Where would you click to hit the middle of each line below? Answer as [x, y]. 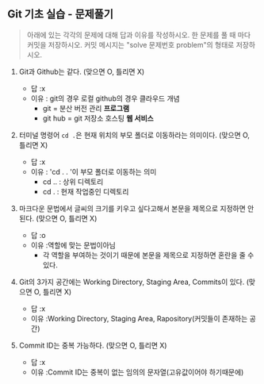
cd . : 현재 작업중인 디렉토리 [86, 191]
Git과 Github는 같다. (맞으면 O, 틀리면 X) [82, 71]
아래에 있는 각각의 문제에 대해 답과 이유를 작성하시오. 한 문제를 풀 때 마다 [139, 35]
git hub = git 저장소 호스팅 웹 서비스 [98, 118]
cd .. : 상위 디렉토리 [73, 182]
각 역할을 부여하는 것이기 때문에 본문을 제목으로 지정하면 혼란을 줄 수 [148, 255]
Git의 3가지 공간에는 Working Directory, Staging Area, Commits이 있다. [132, 282]
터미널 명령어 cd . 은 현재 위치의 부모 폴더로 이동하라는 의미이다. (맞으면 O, [134, 135]
